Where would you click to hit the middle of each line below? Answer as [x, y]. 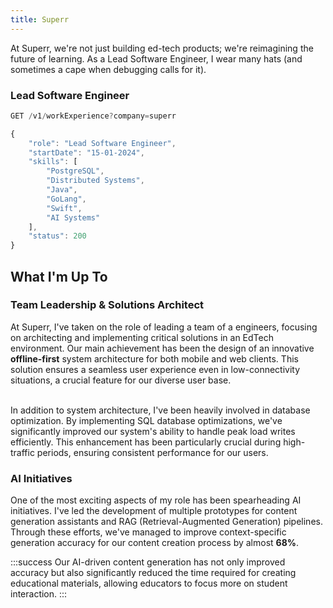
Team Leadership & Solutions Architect [107, 305]
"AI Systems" [73, 217]
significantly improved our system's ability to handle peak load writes [153, 431]
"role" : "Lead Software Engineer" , [102, 143]
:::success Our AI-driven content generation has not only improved [148, 562]
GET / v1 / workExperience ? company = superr [93, 116]
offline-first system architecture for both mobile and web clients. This [154, 358]
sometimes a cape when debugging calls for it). [108, 69]
